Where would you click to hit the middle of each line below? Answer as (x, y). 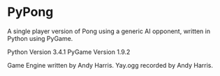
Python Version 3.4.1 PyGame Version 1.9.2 (69, 52)
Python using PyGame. (40, 38)
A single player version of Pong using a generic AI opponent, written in (109, 31)
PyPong (30, 12)
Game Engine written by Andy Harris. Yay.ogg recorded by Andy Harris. (110, 65)
